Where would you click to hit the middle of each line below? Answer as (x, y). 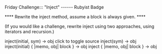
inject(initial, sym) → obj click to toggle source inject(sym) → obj (71, 41)
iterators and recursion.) (29, 31)
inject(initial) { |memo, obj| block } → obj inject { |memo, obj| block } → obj (81, 46)
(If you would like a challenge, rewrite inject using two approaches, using (80, 26)
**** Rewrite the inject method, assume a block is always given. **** (75, 17)
